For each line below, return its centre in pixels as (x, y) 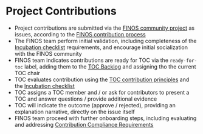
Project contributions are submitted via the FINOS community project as (105, 28)
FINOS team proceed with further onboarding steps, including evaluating (105, 118)
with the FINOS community (48, 53)
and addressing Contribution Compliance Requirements (84, 124)
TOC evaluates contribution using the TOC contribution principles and (102, 79)
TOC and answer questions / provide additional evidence (86, 99)
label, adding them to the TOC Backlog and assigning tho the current (110, 66)
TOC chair (27, 73)
